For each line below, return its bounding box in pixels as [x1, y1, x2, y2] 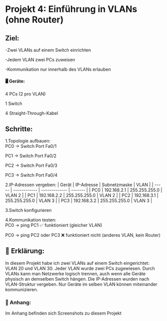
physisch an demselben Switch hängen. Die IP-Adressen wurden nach [5, 276, 150, 282]
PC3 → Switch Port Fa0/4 [5, 172, 58, 178]
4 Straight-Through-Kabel [5, 110, 58, 116]
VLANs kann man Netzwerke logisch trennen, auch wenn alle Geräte [5, 270, 146, 277]
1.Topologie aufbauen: [5, 138, 51, 144]
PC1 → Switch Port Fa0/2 [5, 153, 57, 159]
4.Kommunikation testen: [5, 217, 56, 223]
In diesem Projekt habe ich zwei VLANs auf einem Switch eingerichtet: [5, 260, 150, 266]
